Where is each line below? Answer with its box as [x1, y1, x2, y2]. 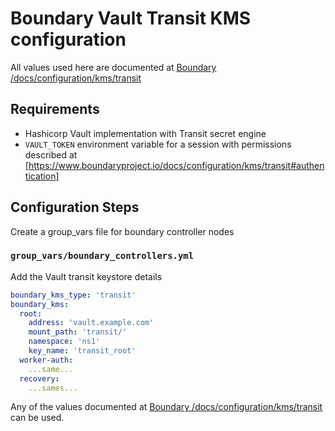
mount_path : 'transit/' [28, 327, 128, 337]
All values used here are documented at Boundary [10, 61, 217, 73]
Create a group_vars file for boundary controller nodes [10, 225, 235, 237]
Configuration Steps [10, 199, 140, 216]
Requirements [10, 101, 100, 118]
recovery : [19, 373, 60, 384]
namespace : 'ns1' [28, 337, 101, 347]
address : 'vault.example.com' [28, 318, 155, 328]
